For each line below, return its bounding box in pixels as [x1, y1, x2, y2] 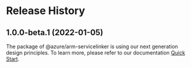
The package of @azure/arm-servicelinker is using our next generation [6, 43, 178, 50]
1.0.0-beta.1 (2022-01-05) [6, 28, 104, 38]
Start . [6, 56, 19, 62]
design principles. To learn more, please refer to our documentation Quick [6, 49, 185, 56]
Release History [6, 4, 85, 18]
